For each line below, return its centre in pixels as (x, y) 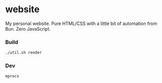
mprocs (12, 76)
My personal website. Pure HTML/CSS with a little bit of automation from (81, 23)
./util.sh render (24, 53)
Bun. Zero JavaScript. (28, 29)
